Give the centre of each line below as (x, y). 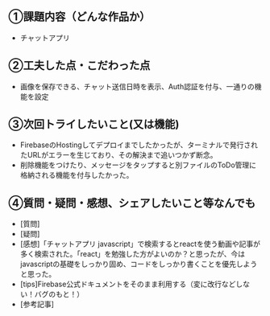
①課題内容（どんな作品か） (79, 17)
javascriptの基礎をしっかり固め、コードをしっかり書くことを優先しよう (139, 264)
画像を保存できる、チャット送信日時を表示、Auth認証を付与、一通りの (137, 86)
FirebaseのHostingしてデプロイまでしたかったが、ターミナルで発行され (139, 145)
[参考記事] (37, 304)
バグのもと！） (59, 294)
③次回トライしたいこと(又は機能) (94, 124)
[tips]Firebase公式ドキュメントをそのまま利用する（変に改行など (128, 284)
